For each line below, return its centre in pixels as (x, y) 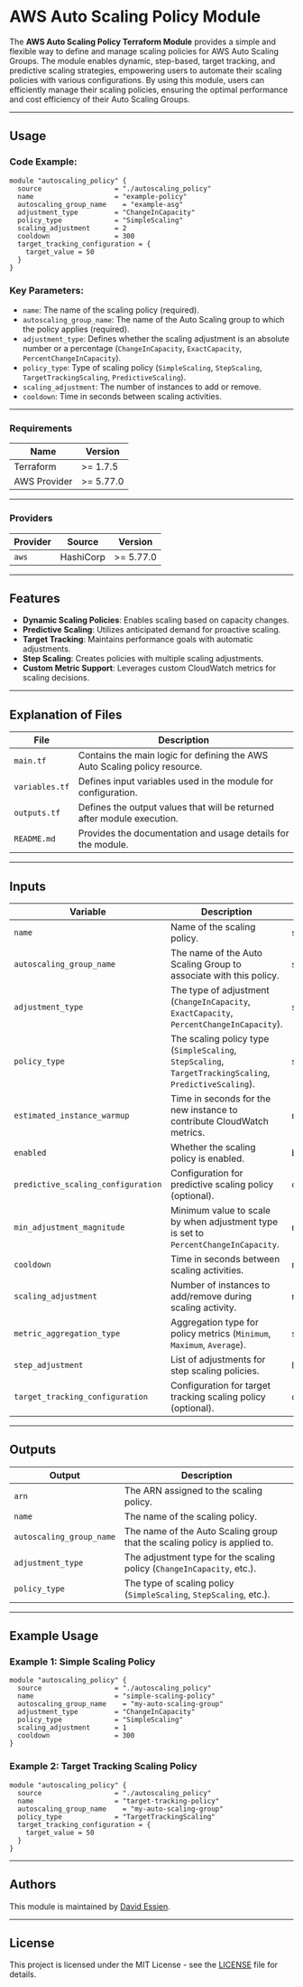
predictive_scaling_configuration (88, 1184)
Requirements (41, 428)
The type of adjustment (220, 989)
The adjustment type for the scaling (200, 1557)
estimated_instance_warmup (72, 1115)
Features (35, 598)
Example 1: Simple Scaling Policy (83, 1662)
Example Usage (54, 1636)
